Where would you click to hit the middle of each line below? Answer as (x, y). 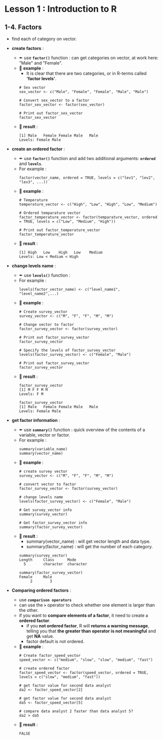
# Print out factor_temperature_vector (60, 230)
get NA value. (40, 636)
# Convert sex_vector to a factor (54, 100)
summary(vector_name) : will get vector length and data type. (88, 541)
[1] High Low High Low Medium (61, 253)
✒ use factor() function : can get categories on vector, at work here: (89, 58)
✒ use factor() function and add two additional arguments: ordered (87, 158)
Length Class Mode (47, 560)
